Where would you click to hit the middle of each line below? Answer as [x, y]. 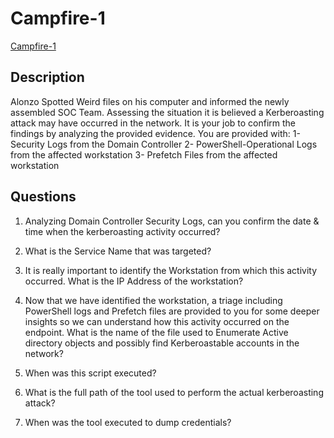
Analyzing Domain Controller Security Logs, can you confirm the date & [172, 221]
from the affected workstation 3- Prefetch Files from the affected [144, 154]
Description [47, 77]
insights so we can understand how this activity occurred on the [157, 321]
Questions [43, 197]
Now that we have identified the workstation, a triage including [153, 300]
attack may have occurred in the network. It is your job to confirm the [153, 123]
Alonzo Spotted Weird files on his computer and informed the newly [150, 101]
